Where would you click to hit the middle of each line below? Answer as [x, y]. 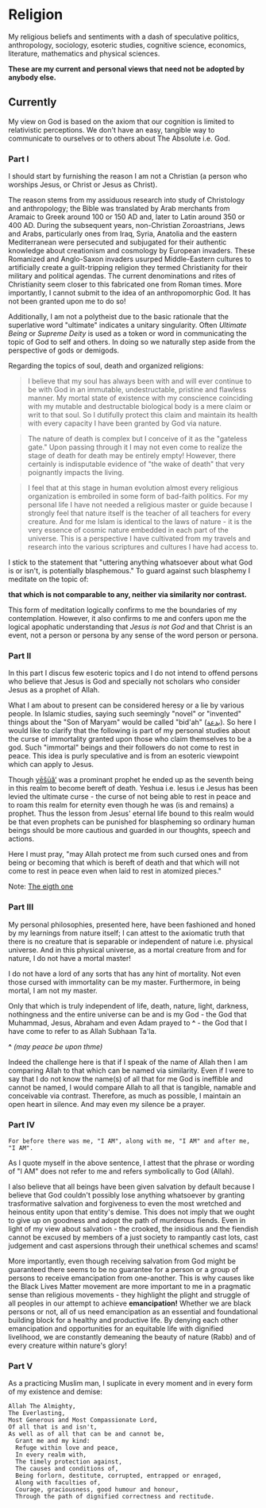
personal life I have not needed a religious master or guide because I [140, 505]
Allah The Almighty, [42, 1406]
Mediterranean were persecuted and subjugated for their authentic [118, 242]
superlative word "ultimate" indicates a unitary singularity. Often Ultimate [128, 325]
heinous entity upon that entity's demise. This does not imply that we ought [132, 1212]
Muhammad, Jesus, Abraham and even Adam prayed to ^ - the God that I [128, 1023]
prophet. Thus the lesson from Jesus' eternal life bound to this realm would [131, 814]
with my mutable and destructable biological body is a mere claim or [139, 407]
